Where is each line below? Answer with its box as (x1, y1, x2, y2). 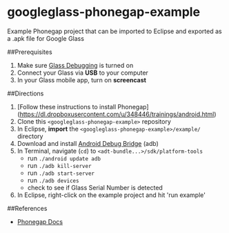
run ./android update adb (27, 153, 101, 162)
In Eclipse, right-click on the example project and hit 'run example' (17, 191, 206, 199)
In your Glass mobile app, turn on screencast (17, 75, 147, 84)
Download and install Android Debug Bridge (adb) (17, 139, 159, 147)
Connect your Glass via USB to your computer (17, 68, 148, 77)
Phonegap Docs (17, 217, 63, 225)
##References (7, 204, 48, 212)
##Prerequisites (7, 48, 53, 56)
